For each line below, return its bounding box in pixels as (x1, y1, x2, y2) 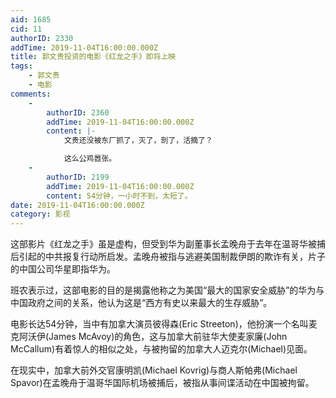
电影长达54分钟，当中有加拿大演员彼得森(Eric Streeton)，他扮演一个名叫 (10, 318, 309, 330)
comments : (10, 89, 52, 99)
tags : (10, 61, 33, 71)
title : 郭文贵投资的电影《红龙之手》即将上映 (10, 52, 177, 62)
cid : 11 (10, 24, 43, 34)
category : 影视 (10, 209, 71, 220)
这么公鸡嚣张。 (63, 154, 117, 164)
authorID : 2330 (10, 33, 74, 43)
